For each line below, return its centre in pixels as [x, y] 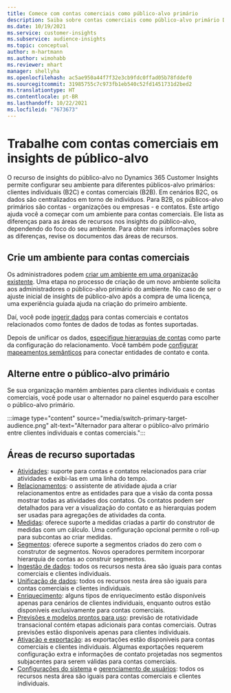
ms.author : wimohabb [37, 59]
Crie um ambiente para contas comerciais [99, 258]
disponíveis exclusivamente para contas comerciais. [91, 610]
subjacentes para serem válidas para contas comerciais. [97, 661]
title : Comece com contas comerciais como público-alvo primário [102, 13]
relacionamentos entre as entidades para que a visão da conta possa [115, 493]
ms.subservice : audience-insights [57, 39]
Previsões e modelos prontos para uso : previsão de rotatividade [108, 618]
